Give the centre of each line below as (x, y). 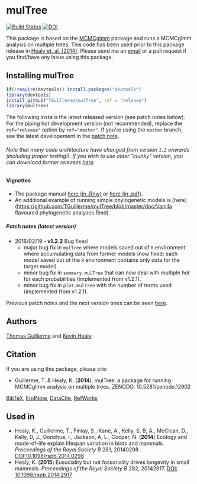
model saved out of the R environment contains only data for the (102, 260)
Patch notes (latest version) (41, 226)
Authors (22, 321)
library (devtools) (29, 95)
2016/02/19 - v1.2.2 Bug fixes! (51, 241)
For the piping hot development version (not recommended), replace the (94, 124)
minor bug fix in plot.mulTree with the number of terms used (98, 286)
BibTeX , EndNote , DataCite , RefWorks (52, 398)
